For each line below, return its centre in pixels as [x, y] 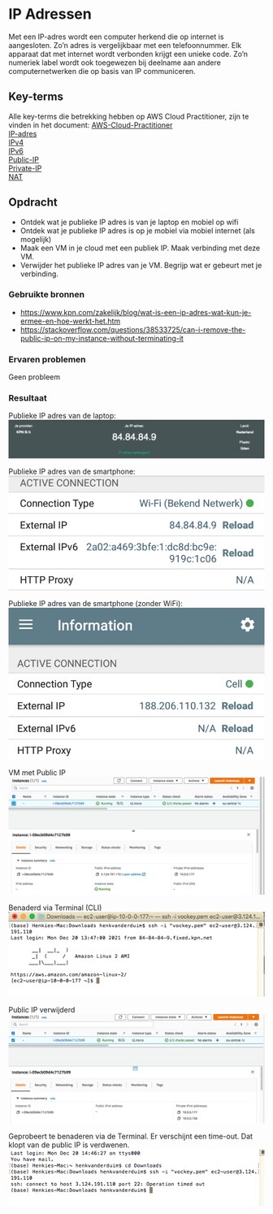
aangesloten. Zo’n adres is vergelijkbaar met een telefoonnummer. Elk [125, 45]
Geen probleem [35, 377]
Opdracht [33, 203]
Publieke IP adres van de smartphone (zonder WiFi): [95, 603]
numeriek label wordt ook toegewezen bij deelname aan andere [115, 63]
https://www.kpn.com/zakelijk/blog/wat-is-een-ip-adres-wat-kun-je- [136, 312]
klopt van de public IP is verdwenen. [69, 1145]
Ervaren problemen [48, 359]
